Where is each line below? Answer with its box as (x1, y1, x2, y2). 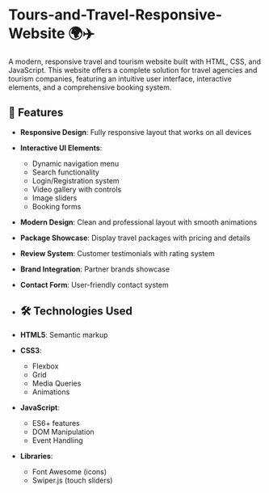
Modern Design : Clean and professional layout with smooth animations (19, 217, 258, 227)
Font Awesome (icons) (32, 466, 107, 476)
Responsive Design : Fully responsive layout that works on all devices (19, 127, 252, 137)
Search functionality (32, 167, 99, 177)
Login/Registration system (32, 175, 120, 185)
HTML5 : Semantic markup (19, 330, 108, 339)
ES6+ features (32, 418, 81, 428)
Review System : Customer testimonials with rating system (19, 248, 216, 258)
